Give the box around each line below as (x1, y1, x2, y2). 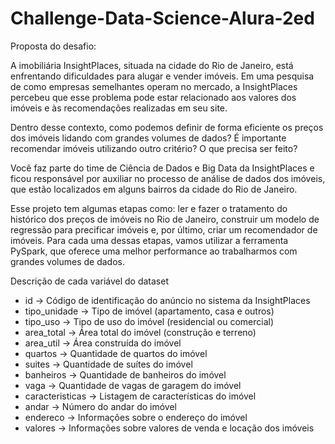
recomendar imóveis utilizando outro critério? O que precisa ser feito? (10, 142, 298, 154)
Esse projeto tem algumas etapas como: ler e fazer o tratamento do (10, 202, 288, 214)
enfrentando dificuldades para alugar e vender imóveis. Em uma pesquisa (10, 70, 315, 82)
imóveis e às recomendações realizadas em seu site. (10, 102, 228, 114)
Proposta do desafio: (10, 40, 97, 52)
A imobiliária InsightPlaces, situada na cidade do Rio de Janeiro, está (10, 59, 294, 71)
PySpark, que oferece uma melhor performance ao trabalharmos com (10, 245, 298, 257)
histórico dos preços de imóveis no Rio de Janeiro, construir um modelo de (10, 213, 320, 225)
